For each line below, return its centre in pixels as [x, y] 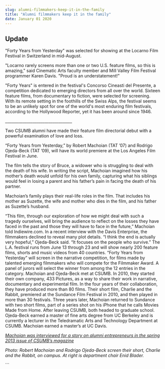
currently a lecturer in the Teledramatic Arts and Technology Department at [81, 321]
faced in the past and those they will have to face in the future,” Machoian [80, 227]
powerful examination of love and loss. [44, 136]
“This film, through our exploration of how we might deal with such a [75, 216]
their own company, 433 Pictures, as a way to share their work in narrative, [81, 279]
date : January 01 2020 [28, 19]
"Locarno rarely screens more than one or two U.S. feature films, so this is [80, 66]
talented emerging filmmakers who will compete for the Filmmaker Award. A [82, 263]
